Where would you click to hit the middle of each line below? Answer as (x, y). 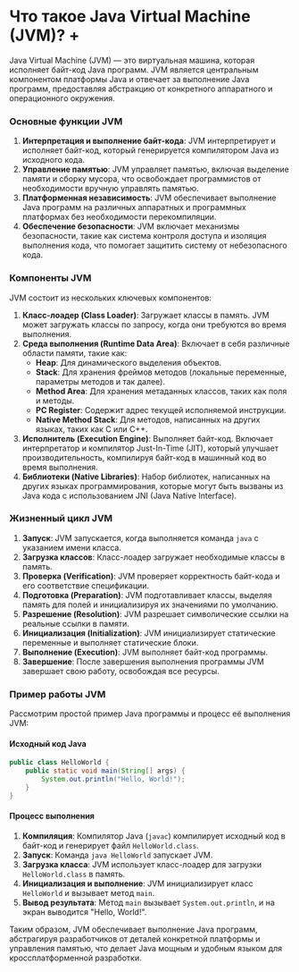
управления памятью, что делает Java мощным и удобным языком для (146, 948)
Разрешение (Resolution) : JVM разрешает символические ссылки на (155, 613)
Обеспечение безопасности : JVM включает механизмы (131, 226)
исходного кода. (54, 160)
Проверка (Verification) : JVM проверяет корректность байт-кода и (151, 576)
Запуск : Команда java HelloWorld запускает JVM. (117, 855)
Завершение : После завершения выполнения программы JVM (143, 661)
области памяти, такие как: (75, 353)
